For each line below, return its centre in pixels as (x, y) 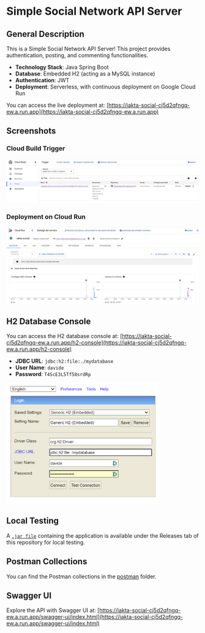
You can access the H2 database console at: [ (64, 336)
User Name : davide (39, 368)
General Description (45, 34)
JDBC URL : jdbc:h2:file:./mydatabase (64, 361)
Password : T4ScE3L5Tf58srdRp (53, 374)
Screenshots (31, 131)
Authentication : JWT (42, 80)
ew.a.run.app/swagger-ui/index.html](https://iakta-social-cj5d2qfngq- (95, 617)
